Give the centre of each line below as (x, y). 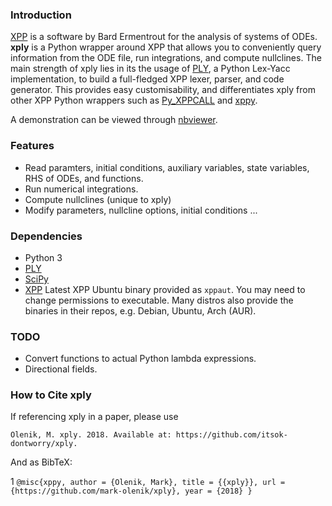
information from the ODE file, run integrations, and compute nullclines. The (166, 58)
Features (32, 146)
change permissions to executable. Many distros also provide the (159, 300)
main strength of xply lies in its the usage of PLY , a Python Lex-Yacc (150, 69)
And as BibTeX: (41, 462)
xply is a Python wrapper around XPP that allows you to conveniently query (166, 47)
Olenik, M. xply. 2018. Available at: (91, 435)
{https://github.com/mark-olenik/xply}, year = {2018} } (131, 491)
